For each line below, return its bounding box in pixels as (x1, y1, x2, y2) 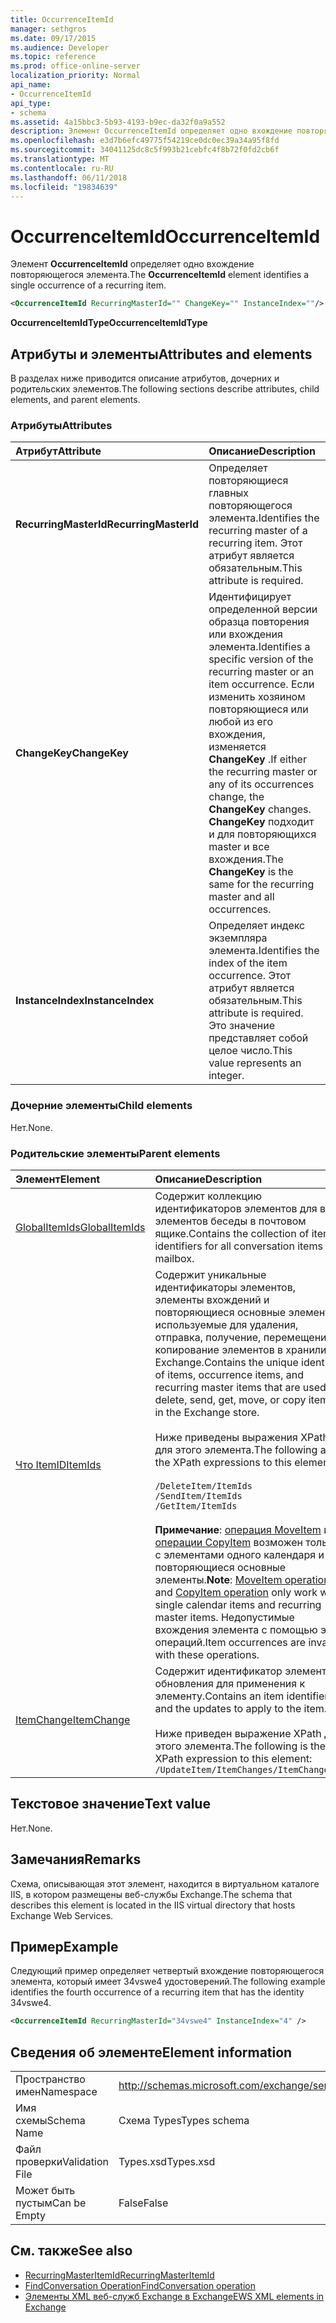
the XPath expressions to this (154, 1455, 292, 1469)
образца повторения (208, 615, 310, 629)
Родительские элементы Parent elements (10, 1146, 221, 1160)
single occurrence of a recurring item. (10, 279, 167, 291)
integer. (208, 1069, 245, 1083)
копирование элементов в (154, 1342, 284, 1356)
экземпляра (208, 931, 268, 945)
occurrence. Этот (208, 969, 292, 983)
